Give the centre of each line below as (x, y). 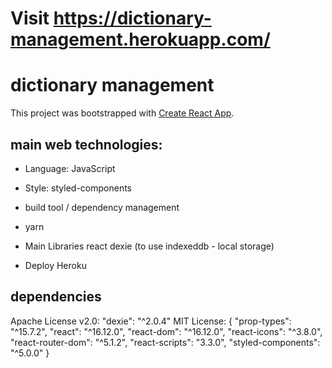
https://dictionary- (132, 18)
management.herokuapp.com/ (140, 39)
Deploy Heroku (55, 265)
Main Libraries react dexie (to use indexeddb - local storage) (149, 246)
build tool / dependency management (102, 207)
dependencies (56, 297)
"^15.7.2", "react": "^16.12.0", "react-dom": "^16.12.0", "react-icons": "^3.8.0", (166, 331)
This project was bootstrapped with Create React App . (122, 113)
